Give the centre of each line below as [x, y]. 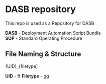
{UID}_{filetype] [22, 66]
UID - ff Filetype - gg [27, 76]
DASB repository [41, 9]
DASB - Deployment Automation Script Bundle [53, 33]
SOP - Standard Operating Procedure [44, 38]
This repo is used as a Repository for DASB [50, 23]
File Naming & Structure [43, 54]
